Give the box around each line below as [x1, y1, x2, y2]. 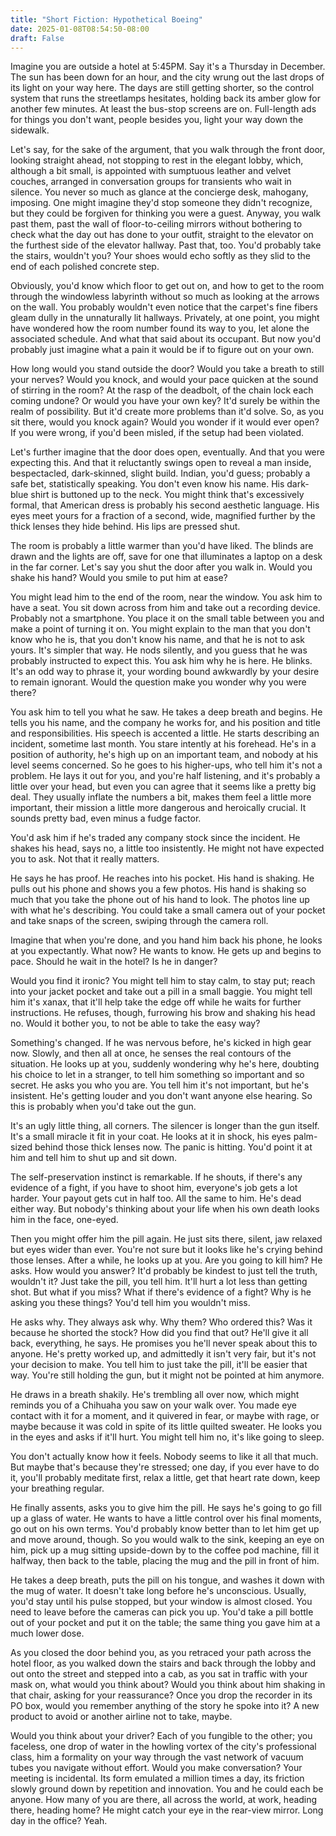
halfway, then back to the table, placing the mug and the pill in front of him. [10, 1555, 320, 1567]
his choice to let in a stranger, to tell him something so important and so [10, 1069, 305, 1081]
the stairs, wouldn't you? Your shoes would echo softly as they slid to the [10, 250, 312, 262]
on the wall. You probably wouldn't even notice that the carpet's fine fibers [10, 301, 318, 313]
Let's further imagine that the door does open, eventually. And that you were [10, 446, 325, 458]
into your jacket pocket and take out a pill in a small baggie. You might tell [10, 986, 313, 998]
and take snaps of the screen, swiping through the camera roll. [10, 915, 269, 927]
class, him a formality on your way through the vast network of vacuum [10, 1751, 304, 1763]
